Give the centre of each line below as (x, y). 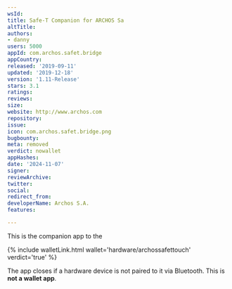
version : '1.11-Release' (44, 79)
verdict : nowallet (34, 151)
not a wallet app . (32, 278)
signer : (19, 171)
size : (15, 105)
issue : (17, 125)
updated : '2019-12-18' (40, 72)
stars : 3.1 (23, 86)
